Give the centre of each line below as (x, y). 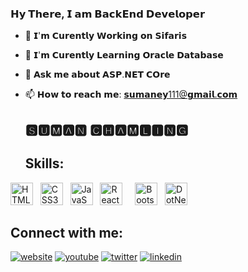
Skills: (44, 163)
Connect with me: (67, 232)
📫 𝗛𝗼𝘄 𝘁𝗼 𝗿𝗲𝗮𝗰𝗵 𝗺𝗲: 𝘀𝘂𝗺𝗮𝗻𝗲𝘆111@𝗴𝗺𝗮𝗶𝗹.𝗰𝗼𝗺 (131, 94)
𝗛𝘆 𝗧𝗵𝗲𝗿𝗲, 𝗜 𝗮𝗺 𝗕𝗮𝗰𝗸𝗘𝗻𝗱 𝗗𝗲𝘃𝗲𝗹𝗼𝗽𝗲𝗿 (107, 14)
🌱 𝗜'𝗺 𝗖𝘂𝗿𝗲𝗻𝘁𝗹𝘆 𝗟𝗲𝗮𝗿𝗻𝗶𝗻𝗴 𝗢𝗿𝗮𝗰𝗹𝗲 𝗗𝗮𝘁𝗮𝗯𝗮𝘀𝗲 (124, 55)
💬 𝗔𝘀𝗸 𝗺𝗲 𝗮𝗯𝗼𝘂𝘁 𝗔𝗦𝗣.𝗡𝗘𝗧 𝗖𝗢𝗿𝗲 (97, 74)
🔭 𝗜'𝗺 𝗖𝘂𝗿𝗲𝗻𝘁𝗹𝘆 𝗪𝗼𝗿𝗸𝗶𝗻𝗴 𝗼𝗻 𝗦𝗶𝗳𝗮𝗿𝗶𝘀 (105, 36)
